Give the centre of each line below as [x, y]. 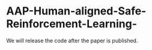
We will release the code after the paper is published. [72, 40]
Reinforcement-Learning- [71, 24]
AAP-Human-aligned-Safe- [76, 11]
